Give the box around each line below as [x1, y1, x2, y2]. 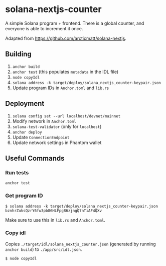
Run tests [5, 169, 29, 176]
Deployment [5, 99, 45, 108]
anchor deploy [12, 129, 42, 135]
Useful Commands [5, 154, 65, 162]
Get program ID [5, 192, 43, 199]
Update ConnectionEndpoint [12, 134, 70, 140]
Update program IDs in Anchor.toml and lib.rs [12, 85, 109, 91]
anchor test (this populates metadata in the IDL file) [12, 69, 119, 75]
